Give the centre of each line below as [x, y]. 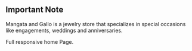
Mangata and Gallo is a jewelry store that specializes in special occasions [96, 24]
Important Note [35, 10]
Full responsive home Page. [40, 42]
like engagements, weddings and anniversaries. [64, 30]
